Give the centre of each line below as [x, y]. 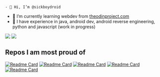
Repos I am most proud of [45, 53]
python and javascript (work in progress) [54, 27]
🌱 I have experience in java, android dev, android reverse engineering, [83, 21]
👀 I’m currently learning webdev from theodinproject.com [71, 16]
